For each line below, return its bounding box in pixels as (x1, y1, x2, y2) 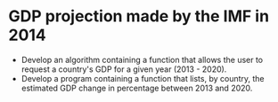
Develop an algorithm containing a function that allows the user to (20, 54, 264, 65)
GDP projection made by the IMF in (8, 6, 269, 27)
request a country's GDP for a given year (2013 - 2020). (20, 64, 227, 75)
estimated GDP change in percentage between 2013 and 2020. (20, 82, 253, 93)
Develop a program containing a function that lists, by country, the (20, 73, 265, 83)
